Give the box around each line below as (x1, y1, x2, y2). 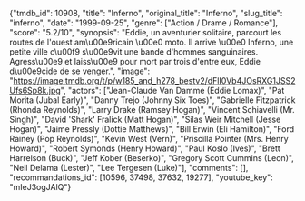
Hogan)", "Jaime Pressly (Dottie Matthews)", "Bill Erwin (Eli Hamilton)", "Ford (9, 124, 295, 135)
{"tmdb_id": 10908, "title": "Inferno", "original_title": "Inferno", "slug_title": (9, 8, 283, 18)
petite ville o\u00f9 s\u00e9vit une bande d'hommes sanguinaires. (9, 46, 259, 57)
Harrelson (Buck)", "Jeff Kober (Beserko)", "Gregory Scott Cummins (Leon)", (9, 153, 295, 163)
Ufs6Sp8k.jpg (9, 85, 61, 95)
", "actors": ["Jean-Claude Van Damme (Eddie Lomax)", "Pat (60, 85, 285, 95)
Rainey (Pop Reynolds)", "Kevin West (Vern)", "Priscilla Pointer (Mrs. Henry (9, 134, 289, 144)
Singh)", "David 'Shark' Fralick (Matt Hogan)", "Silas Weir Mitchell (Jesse (9, 114, 281, 125)
